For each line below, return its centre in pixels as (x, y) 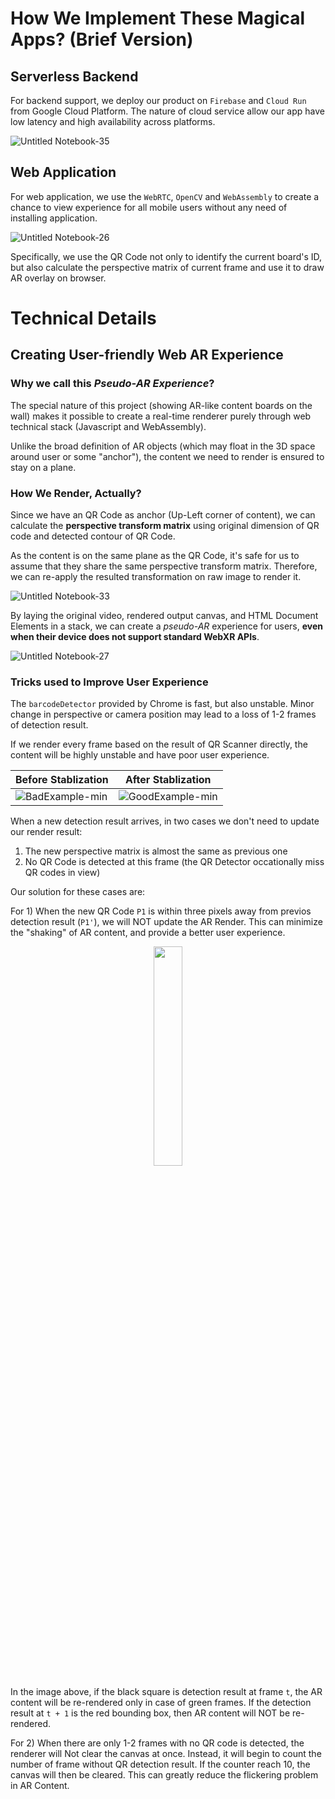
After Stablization (168, 780)
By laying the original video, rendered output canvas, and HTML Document (164, 615)
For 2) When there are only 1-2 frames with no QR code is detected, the (157, 1743)
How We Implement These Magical (157, 18)
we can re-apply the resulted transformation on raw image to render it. (156, 576)
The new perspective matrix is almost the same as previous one (156, 851)
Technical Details (83, 318)
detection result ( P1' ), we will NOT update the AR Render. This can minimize (166, 922)
